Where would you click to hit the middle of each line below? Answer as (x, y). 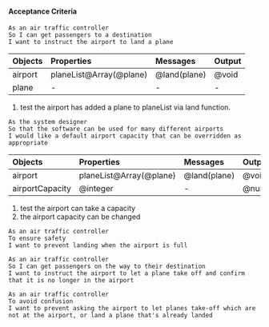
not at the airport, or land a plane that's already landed (111, 316)
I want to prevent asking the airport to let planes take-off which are (132, 309)
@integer (96, 189)
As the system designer (48, 122)
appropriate (28, 143)
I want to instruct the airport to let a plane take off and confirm (127, 273)
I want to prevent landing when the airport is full (98, 245)
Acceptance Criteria (43, 11)
